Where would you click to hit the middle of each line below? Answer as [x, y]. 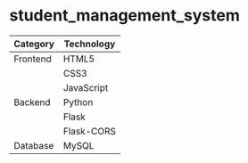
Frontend [33, 59]
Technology [90, 44]
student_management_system [125, 16]
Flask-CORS [90, 131]
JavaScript [86, 87]
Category [34, 44]
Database [34, 145]
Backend [32, 102]
